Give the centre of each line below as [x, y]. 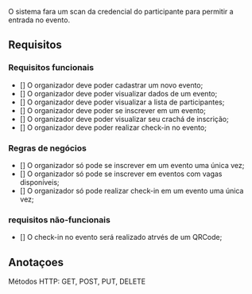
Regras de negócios [48, 148]
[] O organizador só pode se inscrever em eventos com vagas [121, 174]
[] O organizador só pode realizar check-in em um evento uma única [132, 190]
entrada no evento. [39, 20]
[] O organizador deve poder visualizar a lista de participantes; [122, 102]
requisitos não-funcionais [60, 220]
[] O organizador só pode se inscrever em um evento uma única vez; [132, 165]
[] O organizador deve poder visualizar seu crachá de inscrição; [124, 119]
